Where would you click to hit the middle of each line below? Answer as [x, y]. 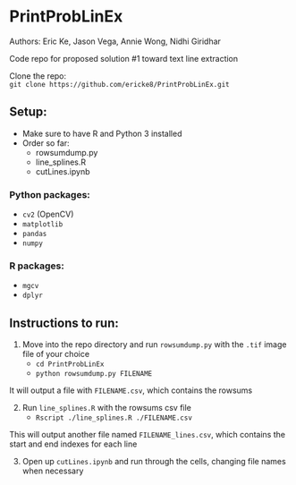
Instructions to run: [64, 323]
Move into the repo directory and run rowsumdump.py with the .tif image [154, 345]
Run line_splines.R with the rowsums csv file [107, 408]
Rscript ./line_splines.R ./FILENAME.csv [114, 418]
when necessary [53, 471]
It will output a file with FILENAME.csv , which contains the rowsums [131, 390]
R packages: [37, 266]
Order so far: [46, 143]
